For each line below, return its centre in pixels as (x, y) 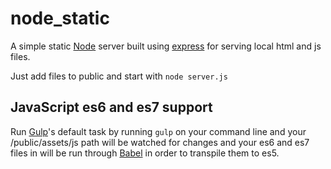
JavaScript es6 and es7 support (111, 107)
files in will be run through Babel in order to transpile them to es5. (145, 153)
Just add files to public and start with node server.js (119, 76)
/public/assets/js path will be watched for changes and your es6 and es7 (160, 142)
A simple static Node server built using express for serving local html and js (166, 46)
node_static (60, 18)
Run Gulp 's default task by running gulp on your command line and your (158, 131)
